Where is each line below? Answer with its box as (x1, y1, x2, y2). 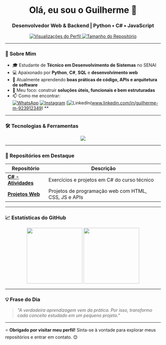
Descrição (91, 165, 116, 172)
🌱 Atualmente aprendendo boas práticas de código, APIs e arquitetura (12, 76, 158, 82)
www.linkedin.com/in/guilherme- (91, 100, 159, 106)
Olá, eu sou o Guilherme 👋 (29, 4, 137, 16)
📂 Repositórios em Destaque (5, 152, 75, 159)
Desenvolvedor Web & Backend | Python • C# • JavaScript (12, 22, 154, 29)
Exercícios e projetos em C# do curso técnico (48, 176, 154, 183)
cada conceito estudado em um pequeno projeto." (17, 312, 120, 318)
